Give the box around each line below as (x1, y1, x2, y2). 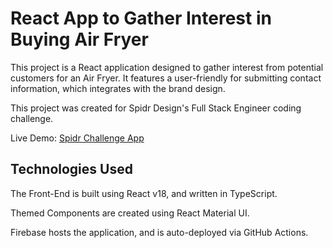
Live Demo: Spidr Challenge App (10, 132, 145, 144)
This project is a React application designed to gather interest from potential (10, 61, 324, 73)
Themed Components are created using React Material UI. (10, 207, 250, 219)
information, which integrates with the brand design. (10, 82, 226, 94)
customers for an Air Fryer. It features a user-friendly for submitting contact (10, 72, 322, 84)
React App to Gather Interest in (10, 7, 272, 30)
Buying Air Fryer (10, 28, 149, 51)
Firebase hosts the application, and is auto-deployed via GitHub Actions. (10, 226, 309, 238)
